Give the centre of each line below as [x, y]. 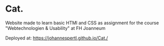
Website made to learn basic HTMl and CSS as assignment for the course [82, 23]
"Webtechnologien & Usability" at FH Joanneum [55, 28]
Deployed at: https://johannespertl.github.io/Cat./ [57, 38]
